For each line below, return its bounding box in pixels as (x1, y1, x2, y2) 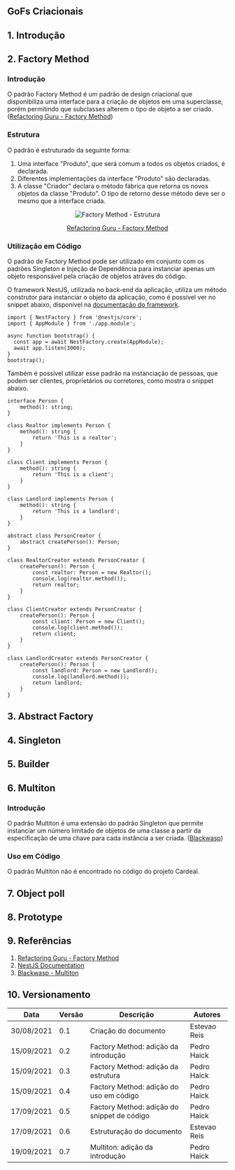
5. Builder (7, 758, 50, 770)
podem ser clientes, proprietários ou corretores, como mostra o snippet (7, 377, 214, 385)
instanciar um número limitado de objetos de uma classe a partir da (7, 826, 201, 835)
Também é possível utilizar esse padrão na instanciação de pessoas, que (7, 369, 218, 377)
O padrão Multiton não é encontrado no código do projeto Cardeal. (7, 868, 200, 876)
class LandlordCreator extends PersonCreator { (7, 655, 149, 662)
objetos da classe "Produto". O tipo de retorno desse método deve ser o (17, 189, 226, 197)
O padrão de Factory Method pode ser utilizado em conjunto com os (7, 257, 205, 265)
